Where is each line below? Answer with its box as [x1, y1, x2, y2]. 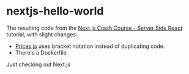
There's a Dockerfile [15, 49, 67, 56]
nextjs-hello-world [6, 4, 104, 18]
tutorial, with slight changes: [6, 30, 78, 38]
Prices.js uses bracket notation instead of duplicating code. [15, 42, 165, 50]
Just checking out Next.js [6, 61, 71, 68]
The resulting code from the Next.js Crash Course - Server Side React [6, 24, 183, 32]
